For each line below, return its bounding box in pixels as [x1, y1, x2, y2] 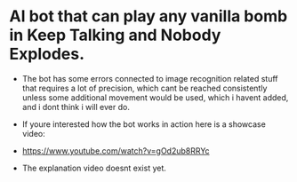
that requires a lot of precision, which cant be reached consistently [21, 83, 268, 93]
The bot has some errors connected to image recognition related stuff [21, 73, 278, 83]
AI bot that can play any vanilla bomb [9, 6, 288, 27]
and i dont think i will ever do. [21, 101, 131, 112]
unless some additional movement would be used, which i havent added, [21, 91, 289, 103]
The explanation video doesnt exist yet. [21, 162, 167, 173]
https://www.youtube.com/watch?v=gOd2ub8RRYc [21, 145, 211, 156]
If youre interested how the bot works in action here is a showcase [21, 118, 267, 130]
